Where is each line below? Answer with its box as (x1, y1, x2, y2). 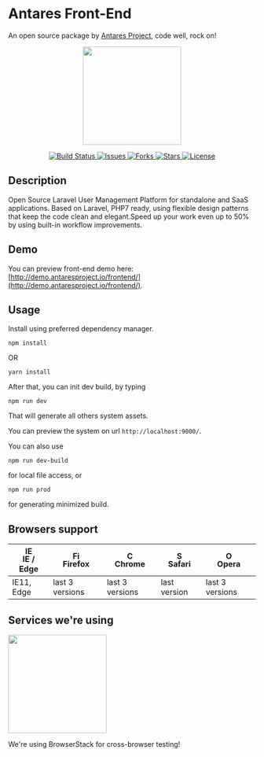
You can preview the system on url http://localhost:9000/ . (8, 427, 202, 436)
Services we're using (8, 613, 114, 626)
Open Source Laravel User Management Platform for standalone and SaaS (8, 194, 249, 205)
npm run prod (8, 486, 51, 494)
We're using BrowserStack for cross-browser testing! (8, 740, 181, 748)
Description (8, 174, 67, 187)
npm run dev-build (8, 457, 68, 465)
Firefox (62, 559, 90, 570)
